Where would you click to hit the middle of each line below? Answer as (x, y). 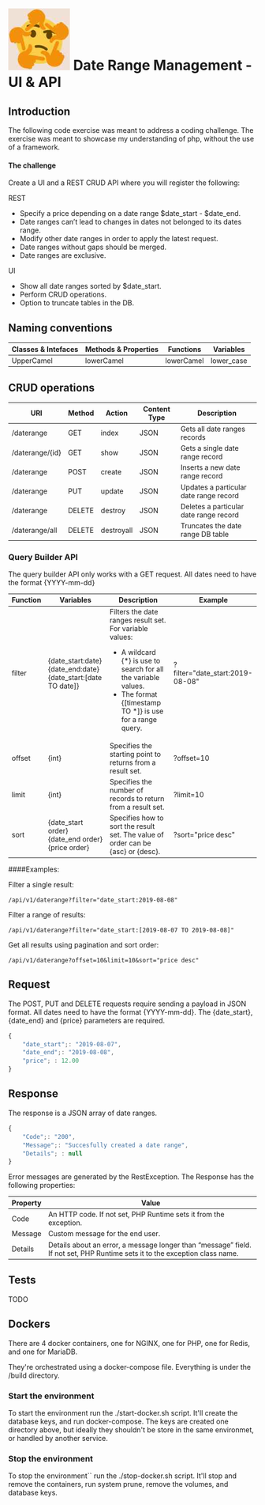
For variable (129, 628)
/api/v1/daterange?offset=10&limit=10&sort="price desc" (104, 960)
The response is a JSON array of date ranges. (83, 1113)
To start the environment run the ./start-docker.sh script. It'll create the (123, 1412)
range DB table (205, 535)
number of (126, 790)
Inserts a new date (210, 467)
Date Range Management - (162, 65)
